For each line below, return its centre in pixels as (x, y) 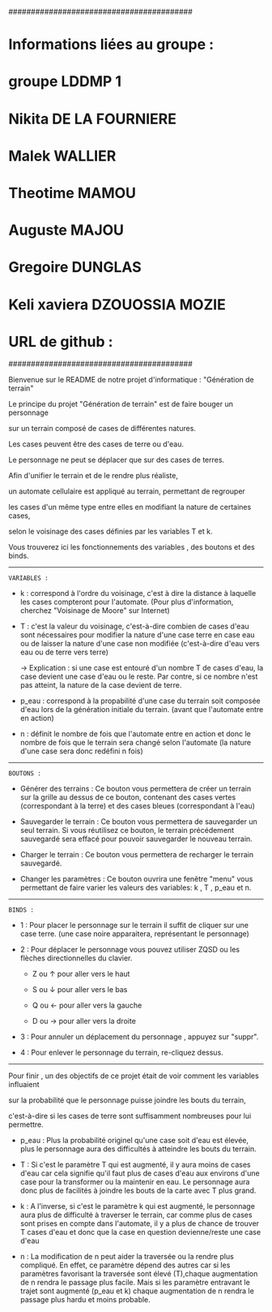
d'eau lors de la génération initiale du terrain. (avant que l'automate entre (142, 710)
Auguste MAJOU (66, 230)
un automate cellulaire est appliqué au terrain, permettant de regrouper (127, 491)
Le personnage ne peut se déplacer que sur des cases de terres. (117, 460)
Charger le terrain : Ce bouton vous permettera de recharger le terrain (136, 855)
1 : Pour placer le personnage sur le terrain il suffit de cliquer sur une (134, 926)
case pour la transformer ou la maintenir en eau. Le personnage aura (135, 1182)
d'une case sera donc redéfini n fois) (81, 751)
